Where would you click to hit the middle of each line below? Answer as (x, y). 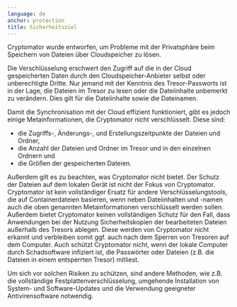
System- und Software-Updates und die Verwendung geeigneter (102, 289)
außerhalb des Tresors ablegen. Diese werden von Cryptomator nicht (108, 230)
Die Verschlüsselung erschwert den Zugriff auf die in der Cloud (100, 69)
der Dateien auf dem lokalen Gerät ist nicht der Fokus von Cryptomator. (111, 185)
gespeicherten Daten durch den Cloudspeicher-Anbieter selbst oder (107, 76)
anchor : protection (36, 21)
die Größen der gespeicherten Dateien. (75, 163)
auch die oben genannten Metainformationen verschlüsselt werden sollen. (116, 207)
